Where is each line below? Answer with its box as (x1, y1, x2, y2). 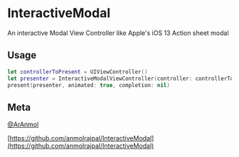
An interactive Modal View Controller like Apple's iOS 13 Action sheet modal (7, 29, 229, 37)
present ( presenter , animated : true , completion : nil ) (7, 81, 171, 88)
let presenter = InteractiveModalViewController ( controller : (7, 75, 193, 82)
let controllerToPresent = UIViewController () (7, 68, 148, 76)
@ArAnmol (7, 120, 39, 129)
